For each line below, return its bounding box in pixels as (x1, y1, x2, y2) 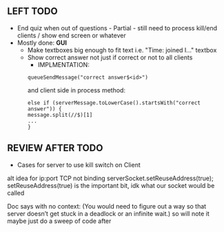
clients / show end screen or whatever (17, 31, 126, 39)
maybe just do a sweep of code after (7, 217, 112, 225)
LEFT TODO (7, 6, 58, 17)
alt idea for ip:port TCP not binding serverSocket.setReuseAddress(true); (7, 174, 214, 182)
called (7, 188, 25, 197)
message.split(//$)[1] (27, 111, 93, 118)
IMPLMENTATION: (37, 60, 90, 68)
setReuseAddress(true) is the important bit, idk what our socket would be (7, 181, 215, 189)
